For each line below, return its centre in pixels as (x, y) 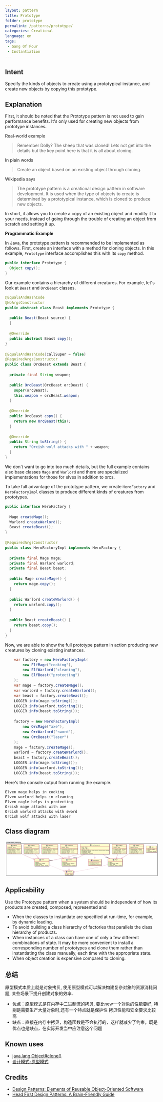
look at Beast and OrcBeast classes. (41, 288)
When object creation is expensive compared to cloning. (69, 958)
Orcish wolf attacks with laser (38, 816)
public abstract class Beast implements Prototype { (60, 308)
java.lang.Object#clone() (37, 1056)
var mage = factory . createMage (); (49, 685)
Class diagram (27, 832)
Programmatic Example (29, 234)
